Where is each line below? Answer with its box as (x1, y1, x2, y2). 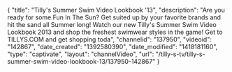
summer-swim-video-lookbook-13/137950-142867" (7, 57, 156, 65)
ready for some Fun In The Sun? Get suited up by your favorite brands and (7, 13, 222, 21)
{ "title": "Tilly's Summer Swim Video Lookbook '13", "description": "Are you (7, 6, 225, 14)
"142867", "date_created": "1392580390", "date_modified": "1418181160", (7, 43, 218, 51)
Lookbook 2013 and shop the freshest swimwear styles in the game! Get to (7, 28, 223, 36)
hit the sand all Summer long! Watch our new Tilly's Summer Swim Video (7, 21, 217, 28)
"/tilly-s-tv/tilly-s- (155, 50, 205, 58)
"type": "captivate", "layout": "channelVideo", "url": (7, 50, 154, 58)
